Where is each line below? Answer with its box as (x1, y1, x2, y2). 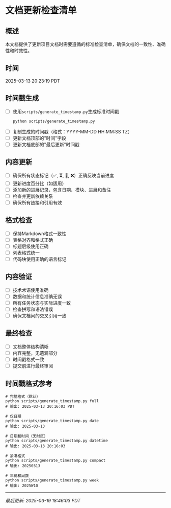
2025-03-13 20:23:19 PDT (5, 78, 60, 84)
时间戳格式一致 (12, 356, 44, 362)
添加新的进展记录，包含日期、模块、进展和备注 (12, 187, 111, 193)
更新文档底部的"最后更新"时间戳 (12, 141, 80, 147)
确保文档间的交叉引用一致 (12, 313, 67, 318)
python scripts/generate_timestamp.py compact (5, 458, 106, 463)
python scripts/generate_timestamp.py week (5, 477, 99, 483)
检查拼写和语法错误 (12, 306, 53, 312)
